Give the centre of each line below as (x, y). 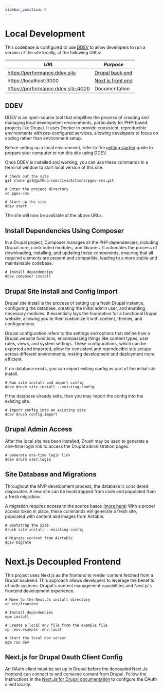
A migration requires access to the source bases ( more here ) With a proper (80, 506)
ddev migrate (18, 542)
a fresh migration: (23, 496)
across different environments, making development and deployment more (80, 354)
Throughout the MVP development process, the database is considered (77, 486)
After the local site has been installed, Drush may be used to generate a (77, 441)
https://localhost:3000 (33, 80)
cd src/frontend (21, 604)
